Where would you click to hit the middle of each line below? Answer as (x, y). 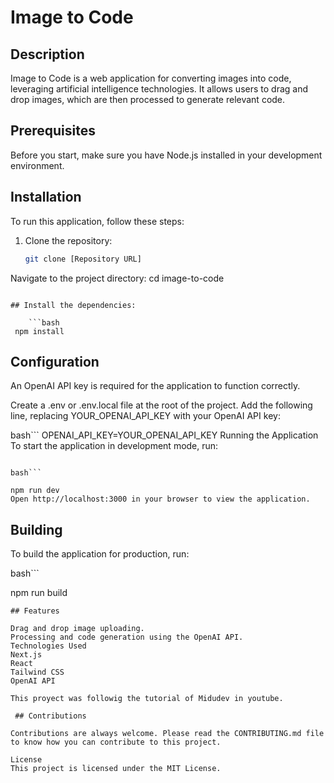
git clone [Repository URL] (83, 259)
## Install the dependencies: (73, 305)
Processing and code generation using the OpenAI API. (127, 637)
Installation (46, 197)
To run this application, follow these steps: (97, 221)
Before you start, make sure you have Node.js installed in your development (166, 155)
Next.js (26, 655)
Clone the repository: (68, 240)
